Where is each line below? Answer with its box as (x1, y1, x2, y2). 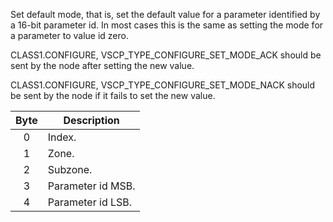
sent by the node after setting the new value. (10, 60, 195, 71)
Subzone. (47, 163, 93, 176)
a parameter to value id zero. (10, 30, 129, 41)
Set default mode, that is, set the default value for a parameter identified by (10, 9, 321, 20)
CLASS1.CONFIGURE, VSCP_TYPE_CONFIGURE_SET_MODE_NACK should (10, 79, 316, 91)
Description (63, 114, 120, 127)
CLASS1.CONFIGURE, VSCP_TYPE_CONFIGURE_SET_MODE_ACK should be (10, 49, 322, 61)
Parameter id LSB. (47, 195, 133, 209)
